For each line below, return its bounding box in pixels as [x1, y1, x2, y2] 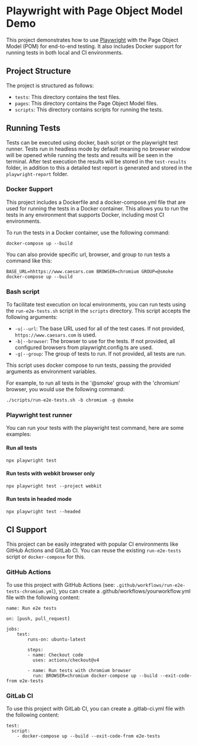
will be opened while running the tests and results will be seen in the [6, 151, 173, 158]
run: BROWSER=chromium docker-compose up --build [32, 673, 158, 679]
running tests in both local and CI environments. [6, 49, 123, 56]
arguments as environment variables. [6, 368, 97, 375]
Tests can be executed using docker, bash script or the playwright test [6, 139, 178, 146]
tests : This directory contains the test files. [14, 93, 121, 100]
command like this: [6, 257, 52, 264]
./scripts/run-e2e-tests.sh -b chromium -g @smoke [6, 397, 134, 404]
